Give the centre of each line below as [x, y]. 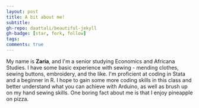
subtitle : [18, 22]
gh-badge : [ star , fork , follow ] [46, 34]
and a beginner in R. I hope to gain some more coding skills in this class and [99, 80]
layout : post [22, 12]
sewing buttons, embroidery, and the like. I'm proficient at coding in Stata [96, 74]
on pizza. [17, 99]
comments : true [25, 45]
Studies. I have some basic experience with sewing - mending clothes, [93, 67]
